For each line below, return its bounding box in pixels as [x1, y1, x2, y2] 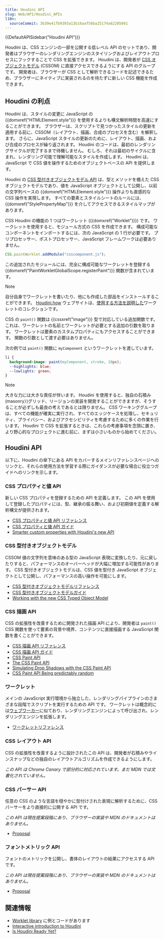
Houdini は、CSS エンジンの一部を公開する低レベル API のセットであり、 [5, 45, 153, 51]
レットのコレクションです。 [5, 306, 61, 312]
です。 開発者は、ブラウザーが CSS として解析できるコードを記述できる [5, 69, 150, 75]
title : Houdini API [5, 7, 45, 12]
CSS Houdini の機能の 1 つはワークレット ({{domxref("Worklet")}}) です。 [5, 218, 153, 224]
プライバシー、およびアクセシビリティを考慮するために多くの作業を [18, 417, 155, 422]
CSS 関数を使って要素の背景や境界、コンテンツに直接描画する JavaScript [5, 626, 153, 632]
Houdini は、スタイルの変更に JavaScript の [5, 111, 93, 117]
